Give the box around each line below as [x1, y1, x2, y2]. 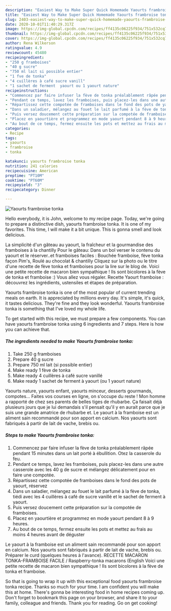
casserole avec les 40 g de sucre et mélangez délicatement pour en [12, 466, 155, 472]
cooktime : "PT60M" [5, 178, 44, 183]
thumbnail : [5, 31, 28, 36]
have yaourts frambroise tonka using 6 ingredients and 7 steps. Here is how [5, 321, 164, 327]
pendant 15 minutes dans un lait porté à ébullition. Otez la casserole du [12, 450, 161, 456]
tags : [5, 136, 17, 141]
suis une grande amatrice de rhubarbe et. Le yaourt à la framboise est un [5, 409, 159, 415]
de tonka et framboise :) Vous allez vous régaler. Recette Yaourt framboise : [5, 274, 164, 280]
